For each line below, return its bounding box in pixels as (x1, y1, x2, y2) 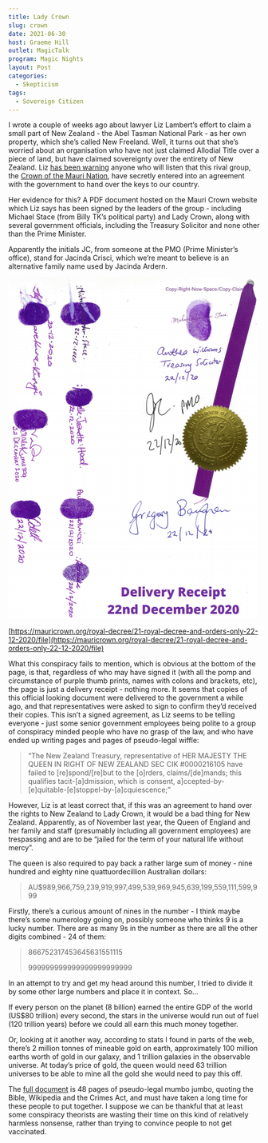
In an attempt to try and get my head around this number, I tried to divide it (8, 978, 254, 988)
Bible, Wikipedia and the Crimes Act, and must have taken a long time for (8, 1093, 249, 1103)
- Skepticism (15, 80, 59, 88)
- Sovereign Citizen (15, 97, 84, 106)
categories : (8, 72, 48, 80)
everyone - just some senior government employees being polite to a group (8, 718, 257, 728)
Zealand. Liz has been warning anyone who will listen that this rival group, (8, 162, 251, 172)
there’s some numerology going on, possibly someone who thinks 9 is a (8, 915, 244, 925)
